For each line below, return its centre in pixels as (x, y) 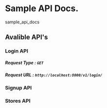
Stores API (18, 101)
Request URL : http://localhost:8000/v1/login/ (54, 75)
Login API (17, 51)
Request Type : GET (24, 63)
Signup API (18, 88)
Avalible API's (27, 37)
